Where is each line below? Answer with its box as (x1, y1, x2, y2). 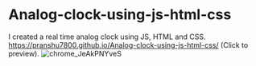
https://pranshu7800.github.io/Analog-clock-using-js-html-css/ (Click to (8, 40, 249, 49)
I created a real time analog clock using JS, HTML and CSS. (8, 32, 206, 41)
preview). (8, 49, 40, 58)
